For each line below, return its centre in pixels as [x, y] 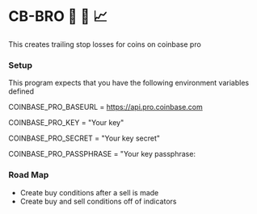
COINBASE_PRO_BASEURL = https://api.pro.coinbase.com [106, 107]
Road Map [29, 175]
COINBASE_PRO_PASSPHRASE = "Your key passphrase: [102, 154]
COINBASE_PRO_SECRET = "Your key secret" [84, 138]
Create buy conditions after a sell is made [89, 192]
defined [21, 91]
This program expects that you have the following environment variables [128, 83]
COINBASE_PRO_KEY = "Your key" [66, 123]
